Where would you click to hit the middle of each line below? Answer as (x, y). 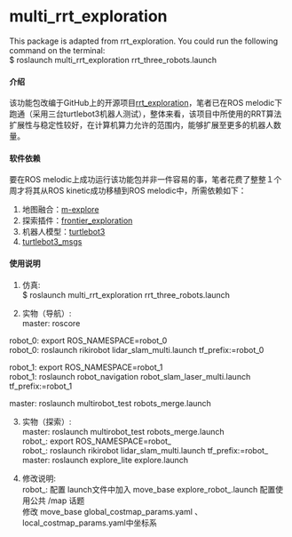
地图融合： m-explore (60, 210)
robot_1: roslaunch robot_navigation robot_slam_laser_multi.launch (130, 376)
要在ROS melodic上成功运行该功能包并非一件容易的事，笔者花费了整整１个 (146, 180)
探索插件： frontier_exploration (77, 220)
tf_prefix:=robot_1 (41, 386)
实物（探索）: (47, 421)
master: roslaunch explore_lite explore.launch (105, 460)
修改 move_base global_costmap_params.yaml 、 (112, 511)
